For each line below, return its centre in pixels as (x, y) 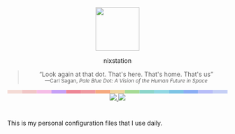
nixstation (117, 61)
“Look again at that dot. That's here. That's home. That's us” (126, 74)
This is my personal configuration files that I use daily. (85, 123)
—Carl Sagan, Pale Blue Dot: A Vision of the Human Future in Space (126, 81)
